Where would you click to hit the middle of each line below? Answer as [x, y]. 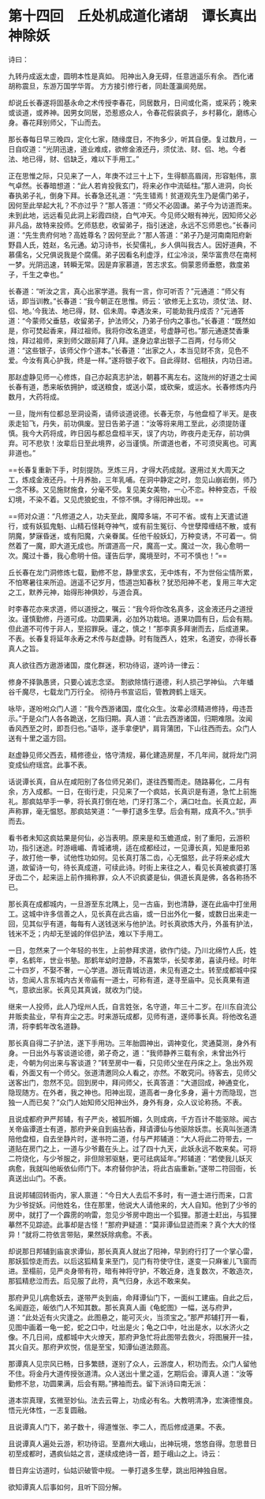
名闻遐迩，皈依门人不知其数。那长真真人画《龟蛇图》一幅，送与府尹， [122, 1307]
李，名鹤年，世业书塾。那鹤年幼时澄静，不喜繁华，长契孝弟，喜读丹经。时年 [132, 960]
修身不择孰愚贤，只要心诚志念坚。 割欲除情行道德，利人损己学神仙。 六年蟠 [131, 682]
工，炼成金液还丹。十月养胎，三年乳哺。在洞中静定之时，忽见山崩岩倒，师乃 [132, 479]
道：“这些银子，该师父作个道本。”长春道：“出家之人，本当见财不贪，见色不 [129, 350]
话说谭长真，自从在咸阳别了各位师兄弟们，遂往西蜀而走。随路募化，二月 [125, 781]
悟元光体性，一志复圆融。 [50, 1410]
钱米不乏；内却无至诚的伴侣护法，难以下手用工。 [88, 933]
